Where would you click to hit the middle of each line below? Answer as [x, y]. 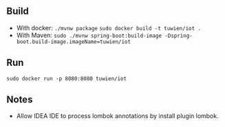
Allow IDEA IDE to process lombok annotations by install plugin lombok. [117, 116]
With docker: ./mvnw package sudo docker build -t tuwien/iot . [108, 27]
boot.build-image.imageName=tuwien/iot [74, 42]
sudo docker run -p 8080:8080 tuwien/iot [67, 78]
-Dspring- [179, 36]
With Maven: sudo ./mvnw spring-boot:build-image [89, 35]
